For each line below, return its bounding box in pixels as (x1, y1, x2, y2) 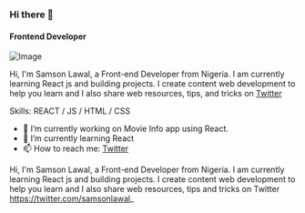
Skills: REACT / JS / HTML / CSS (9, 106, 130, 117)
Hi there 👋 (9, 8, 55, 21)
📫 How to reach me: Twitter (22, 143, 129, 154)
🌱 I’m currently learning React (22, 133, 135, 144)
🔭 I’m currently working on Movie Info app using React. (22, 123, 229, 135)
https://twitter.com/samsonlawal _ (9, 193, 135, 204)
